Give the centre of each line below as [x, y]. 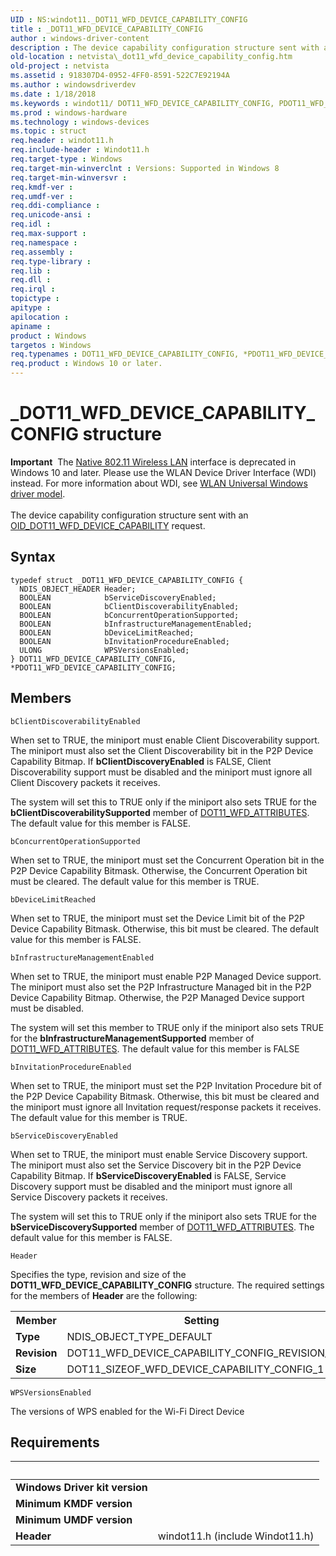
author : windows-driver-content [80, 38]
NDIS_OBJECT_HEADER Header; [78, 589]
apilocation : [40, 317]
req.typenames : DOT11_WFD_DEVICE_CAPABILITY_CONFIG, [125, 354]
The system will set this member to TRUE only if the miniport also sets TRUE [167, 1027]
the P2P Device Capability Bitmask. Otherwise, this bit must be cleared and [165, 1096]
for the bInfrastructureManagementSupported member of [132, 1038]
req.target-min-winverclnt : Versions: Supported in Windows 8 [145, 168]
